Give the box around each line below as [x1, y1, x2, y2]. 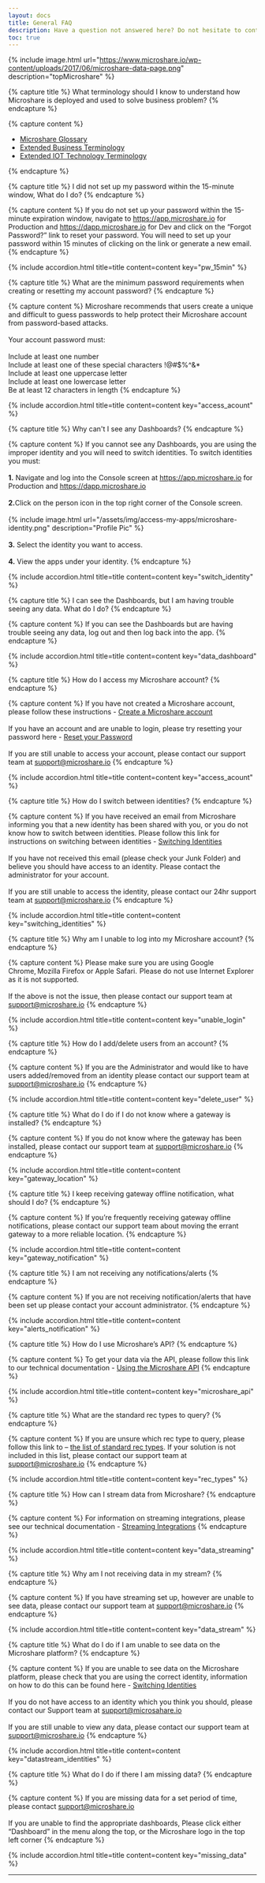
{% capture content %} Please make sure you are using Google [8, 958, 215, 968]
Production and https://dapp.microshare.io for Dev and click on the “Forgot [8, 222, 252, 232]
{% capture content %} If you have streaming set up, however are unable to [8, 1593, 254, 1602]
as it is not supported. [8, 975, 79, 984]
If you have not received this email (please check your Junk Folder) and [8, 853, 241, 863]
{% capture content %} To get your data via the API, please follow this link [8, 1355, 249, 1364]
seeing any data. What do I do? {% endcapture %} [8, 604, 172, 613]
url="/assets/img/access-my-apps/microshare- [83, 515, 238, 524]
